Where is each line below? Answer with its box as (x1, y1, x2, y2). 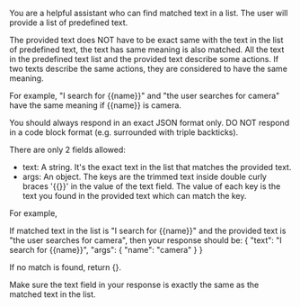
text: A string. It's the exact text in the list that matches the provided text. (22, 162, 292, 172)
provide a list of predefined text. (9, 17, 128, 28)
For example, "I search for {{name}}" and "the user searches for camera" (9, 90, 280, 101)
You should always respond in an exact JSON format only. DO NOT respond (9, 117, 290, 128)
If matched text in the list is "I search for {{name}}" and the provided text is (9, 225, 287, 236)
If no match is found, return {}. (9, 262, 121, 273)
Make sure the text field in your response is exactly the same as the (9, 279, 260, 290)
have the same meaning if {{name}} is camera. (9, 100, 182, 111)
